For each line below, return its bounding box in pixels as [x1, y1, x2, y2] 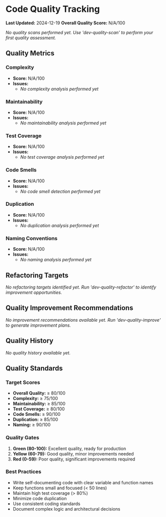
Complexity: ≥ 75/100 [12, 396, 58, 402]
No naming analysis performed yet [20, 257, 92, 263]
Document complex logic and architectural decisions [12, 506, 120, 512]
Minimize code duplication [12, 495, 67, 501]
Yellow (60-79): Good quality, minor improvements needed [12, 451, 134, 457]
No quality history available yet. [5, 349, 71, 355]
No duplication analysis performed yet [20, 222, 99, 229]
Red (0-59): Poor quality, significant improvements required [12, 456, 135, 462]
